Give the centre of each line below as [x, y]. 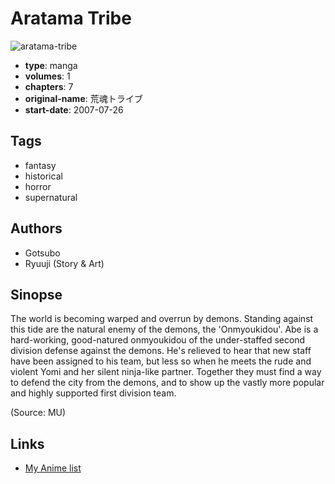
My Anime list [53, 468]
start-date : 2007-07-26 [74, 109]
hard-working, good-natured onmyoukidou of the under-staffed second [158, 340]
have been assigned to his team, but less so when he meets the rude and [161, 361]
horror [38, 186]
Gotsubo [42, 253]
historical [43, 176]
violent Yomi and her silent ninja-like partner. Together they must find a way [166, 372]
